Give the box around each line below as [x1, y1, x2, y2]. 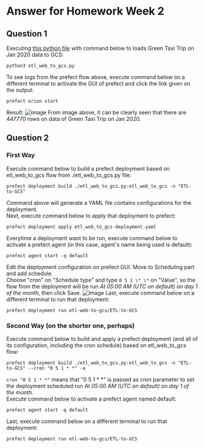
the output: [6, 86, 34, 94]
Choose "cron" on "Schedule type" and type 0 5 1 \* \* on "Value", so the [6, 276, 196, 283]
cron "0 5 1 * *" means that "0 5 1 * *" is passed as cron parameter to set [6, 376, 195, 383]
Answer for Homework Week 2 [6, 4, 164, 18]
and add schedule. [6, 269, 53, 277]
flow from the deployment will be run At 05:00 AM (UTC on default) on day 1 [6, 283, 198, 290]
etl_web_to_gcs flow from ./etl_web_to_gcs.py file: [6, 171, 132, 179]
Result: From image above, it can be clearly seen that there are [6, 109, 187, 116]
